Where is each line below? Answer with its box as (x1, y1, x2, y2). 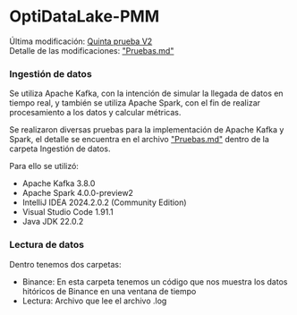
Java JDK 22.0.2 (21, 217, 84, 227)
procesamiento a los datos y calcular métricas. (9, 107, 182, 118)
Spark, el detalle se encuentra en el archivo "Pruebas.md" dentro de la (9, 134, 270, 145)
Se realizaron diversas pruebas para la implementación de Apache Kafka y (9, 124, 284, 135)
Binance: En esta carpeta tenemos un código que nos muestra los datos (21, 276, 288, 287)
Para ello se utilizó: (9, 161, 79, 172)
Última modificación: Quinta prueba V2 (9, 36, 153, 47)
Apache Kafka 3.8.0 (21, 178, 96, 189)
